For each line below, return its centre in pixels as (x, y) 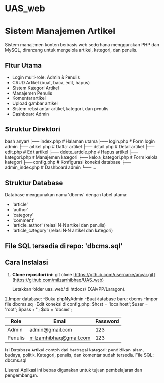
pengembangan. (22, 375)
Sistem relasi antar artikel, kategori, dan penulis (60, 108)
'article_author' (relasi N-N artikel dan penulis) (59, 225)
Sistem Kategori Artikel (35, 88)
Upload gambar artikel (35, 103)
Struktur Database (34, 183)
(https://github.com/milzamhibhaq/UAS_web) (58, 280)
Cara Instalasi (27, 263)
